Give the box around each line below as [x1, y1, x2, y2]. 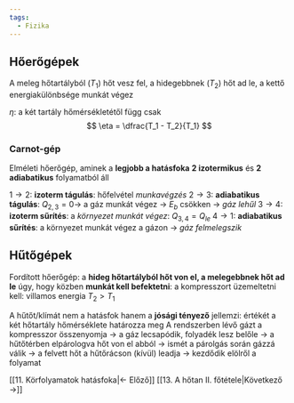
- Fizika [17, 21, 50, 30]
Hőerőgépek [9, 54, 80, 69]
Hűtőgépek [9, 248, 73, 263]
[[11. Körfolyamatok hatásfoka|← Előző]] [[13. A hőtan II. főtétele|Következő [9, 375, 282, 385]
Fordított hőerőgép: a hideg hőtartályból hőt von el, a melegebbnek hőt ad [9, 271, 286, 282]
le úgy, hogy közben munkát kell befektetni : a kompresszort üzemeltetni [9, 281, 277, 292]
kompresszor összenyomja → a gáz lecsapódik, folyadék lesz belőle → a [9, 328, 275, 339]
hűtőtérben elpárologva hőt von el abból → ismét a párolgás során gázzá [9, 338, 275, 349]
